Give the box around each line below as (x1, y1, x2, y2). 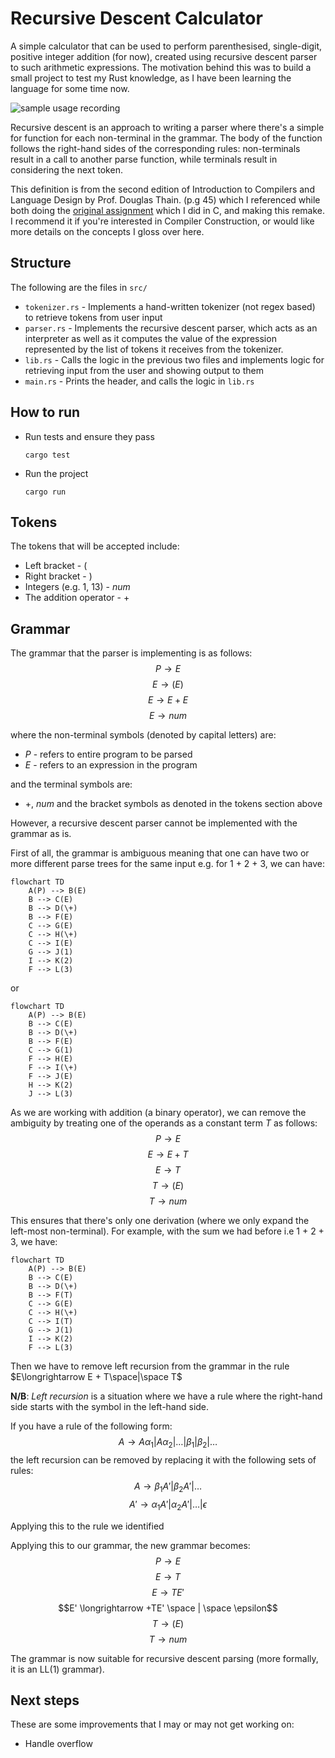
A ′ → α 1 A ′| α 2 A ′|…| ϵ (129, 1498, 207, 1512)
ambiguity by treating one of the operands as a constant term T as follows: (10, 1117, 318, 1129)
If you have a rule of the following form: (10, 1420, 173, 1432)
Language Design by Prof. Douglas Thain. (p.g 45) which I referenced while (10, 193, 321, 206)
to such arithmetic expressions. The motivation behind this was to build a (10, 61, 312, 73)
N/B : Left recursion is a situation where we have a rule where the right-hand (10, 1390, 323, 1402)
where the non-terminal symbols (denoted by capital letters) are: (10, 729, 277, 741)
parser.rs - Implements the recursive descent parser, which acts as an (24, 322, 318, 334)
